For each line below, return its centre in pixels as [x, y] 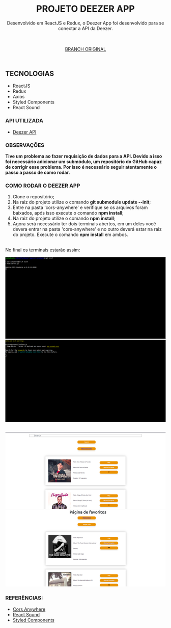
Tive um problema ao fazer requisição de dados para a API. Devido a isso [84, 156]
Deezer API [24, 132]
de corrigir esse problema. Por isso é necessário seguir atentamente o [81, 167]
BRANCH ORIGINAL [85, 49]
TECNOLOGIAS [30, 74]
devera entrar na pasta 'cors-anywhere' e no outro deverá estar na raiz [87, 229]
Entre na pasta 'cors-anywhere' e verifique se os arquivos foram [80, 207]
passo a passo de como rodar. [38, 172]
